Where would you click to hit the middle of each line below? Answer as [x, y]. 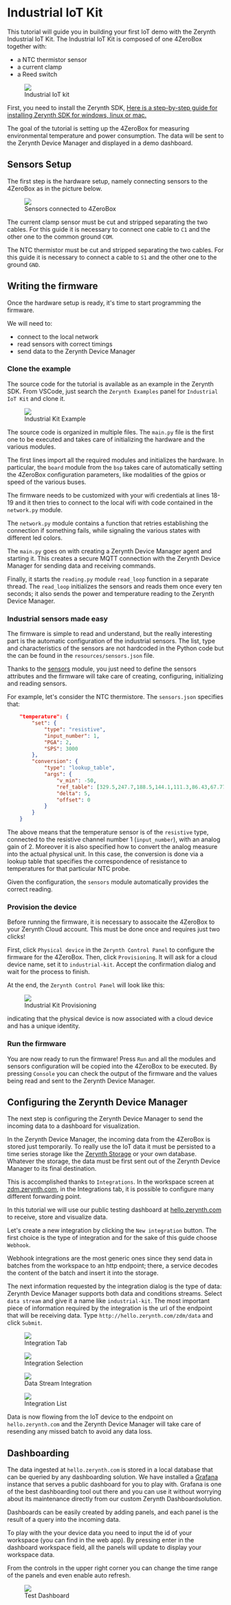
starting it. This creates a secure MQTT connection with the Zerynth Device [114, 558]
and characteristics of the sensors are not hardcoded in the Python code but [115, 648]
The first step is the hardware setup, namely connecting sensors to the [108, 181]
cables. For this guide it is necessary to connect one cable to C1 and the [109, 229]
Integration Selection [54, 1363]
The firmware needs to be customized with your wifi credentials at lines [108, 495]
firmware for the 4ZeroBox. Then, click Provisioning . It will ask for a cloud [112, 958]
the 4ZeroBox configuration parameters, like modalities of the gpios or [107, 474]
